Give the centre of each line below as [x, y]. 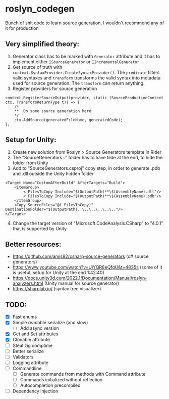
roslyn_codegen [40, 9]
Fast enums [24, 317]
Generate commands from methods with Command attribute [83, 374]
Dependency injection [35, 391]
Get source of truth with [37, 67]
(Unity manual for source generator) [82, 283]
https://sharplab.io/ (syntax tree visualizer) [57, 289]
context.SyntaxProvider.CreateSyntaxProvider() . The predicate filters [86, 72]
